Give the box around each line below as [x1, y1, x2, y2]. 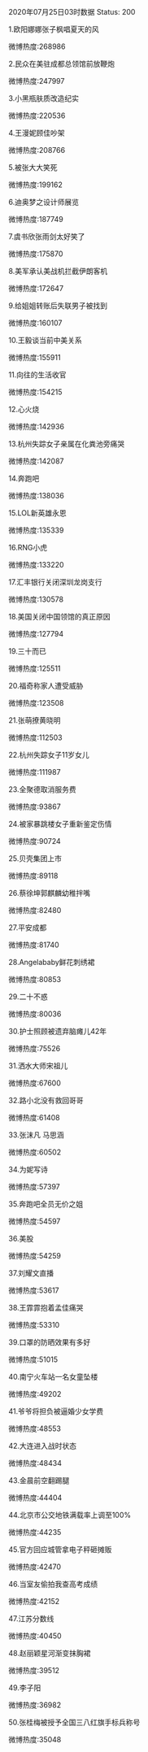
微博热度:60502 [8, 1147, 62, 1157]
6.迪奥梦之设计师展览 [8, 198, 80, 207]
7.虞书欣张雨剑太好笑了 [8, 232, 85, 241]
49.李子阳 [8, 1683, 41, 1693]
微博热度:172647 [8, 284, 63, 293]
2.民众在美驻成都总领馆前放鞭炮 [8, 59, 115, 68]
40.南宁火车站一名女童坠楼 [8, 1372, 98, 1381]
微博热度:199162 [8, 180, 63, 189]
